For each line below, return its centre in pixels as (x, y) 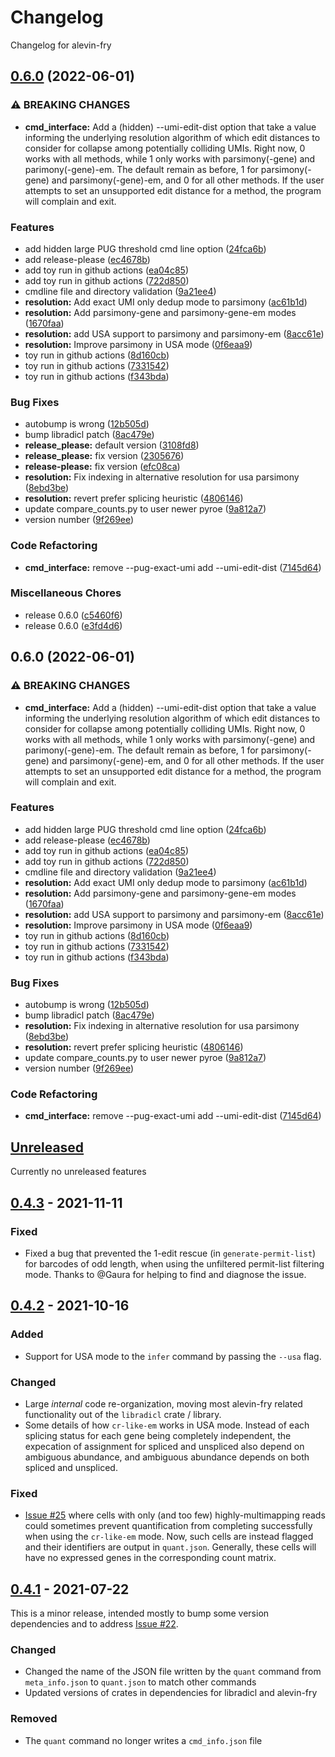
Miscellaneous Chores (66, 593)
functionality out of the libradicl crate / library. (123, 1414)
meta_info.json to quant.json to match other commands (140, 1682)
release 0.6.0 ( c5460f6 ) (73, 615)
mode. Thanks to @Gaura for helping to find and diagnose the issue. (165, 1274)
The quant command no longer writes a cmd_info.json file (143, 1740)
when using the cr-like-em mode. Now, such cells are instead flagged (169, 1537)
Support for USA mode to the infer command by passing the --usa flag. (173, 1356)
